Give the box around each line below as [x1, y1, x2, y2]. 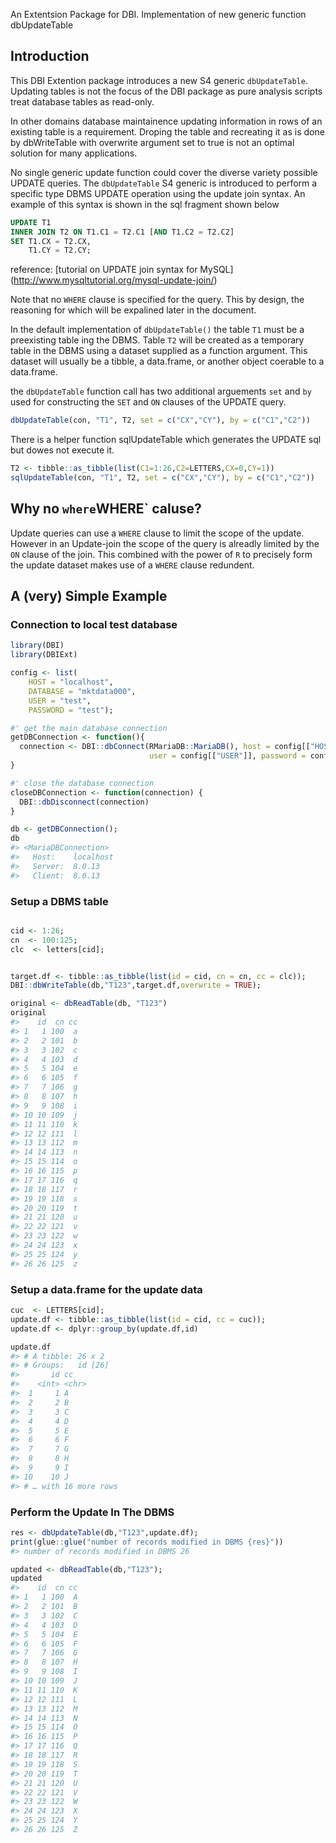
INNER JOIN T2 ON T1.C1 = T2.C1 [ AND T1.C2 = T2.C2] [10, 227, 235, 237]
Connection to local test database [10, 618, 178, 632]
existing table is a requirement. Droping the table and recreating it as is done [10, 125, 325, 138]
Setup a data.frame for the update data [10, 1282, 203, 1296]
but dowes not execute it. [10, 444, 115, 456]
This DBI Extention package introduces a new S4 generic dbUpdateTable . [10, 74, 308, 86]
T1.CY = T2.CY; [28, 245, 92, 256]
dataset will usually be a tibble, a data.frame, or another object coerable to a [10, 355, 325, 368]
